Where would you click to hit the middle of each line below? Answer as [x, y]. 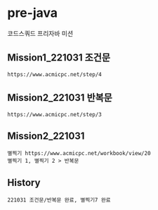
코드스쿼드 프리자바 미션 [40, 33]
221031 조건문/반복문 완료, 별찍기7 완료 [59, 200]
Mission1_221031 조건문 [59, 58]
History [24, 182]
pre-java [33, 13]
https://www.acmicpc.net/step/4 [54, 74]
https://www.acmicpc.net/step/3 [54, 114]
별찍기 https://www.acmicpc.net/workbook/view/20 [79, 154]
